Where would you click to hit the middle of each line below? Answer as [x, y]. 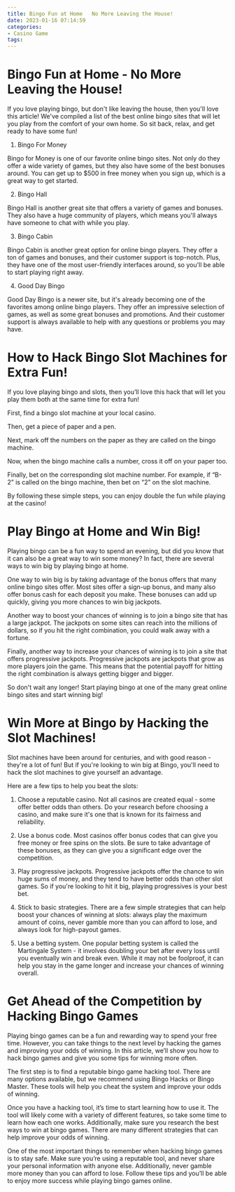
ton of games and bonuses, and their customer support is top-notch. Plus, [114, 257]
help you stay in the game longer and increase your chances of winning [120, 966]
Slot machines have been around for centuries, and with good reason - [109, 757]
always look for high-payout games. [69, 929]
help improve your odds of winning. [58, 1137]
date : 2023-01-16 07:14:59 [47, 20]
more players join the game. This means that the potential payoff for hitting [115, 666]
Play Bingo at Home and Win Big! [104, 532]
